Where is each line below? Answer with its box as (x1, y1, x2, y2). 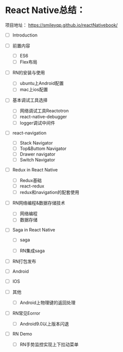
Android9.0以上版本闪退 (19, 320, 69, 326)
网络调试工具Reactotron (19, 108, 69, 114)
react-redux (19, 183, 45, 189)
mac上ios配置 (19, 86, 48, 92)
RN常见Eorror (12, 310, 41, 316)
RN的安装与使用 (12, 69, 45, 75)
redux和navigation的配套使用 (19, 189, 80, 195)
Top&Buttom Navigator (19, 145, 67, 151)
